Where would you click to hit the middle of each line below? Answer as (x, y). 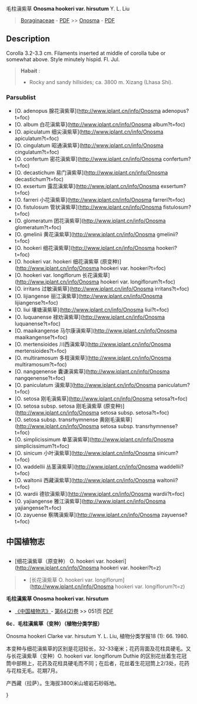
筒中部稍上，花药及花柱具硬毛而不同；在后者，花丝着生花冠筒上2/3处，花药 (98, 663)
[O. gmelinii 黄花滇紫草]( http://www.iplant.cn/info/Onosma (85, 235)
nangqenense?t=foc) (40, 378)
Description (28, 39)
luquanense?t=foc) (37, 324)
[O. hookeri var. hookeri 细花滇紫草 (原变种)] (68, 262)
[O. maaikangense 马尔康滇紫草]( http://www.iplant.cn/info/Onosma (96, 331)
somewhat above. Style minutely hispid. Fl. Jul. (63, 59)
